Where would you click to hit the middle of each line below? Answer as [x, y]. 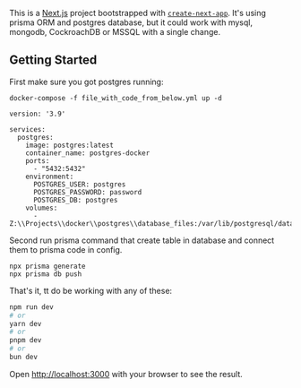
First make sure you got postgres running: [86, 82]
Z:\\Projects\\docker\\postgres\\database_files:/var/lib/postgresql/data [152, 223]
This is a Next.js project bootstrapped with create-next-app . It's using [138, 13]
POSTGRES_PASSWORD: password [87, 192]
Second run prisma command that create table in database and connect [142, 240]
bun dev [24, 358]
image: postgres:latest [70, 145]
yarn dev [26, 323]
